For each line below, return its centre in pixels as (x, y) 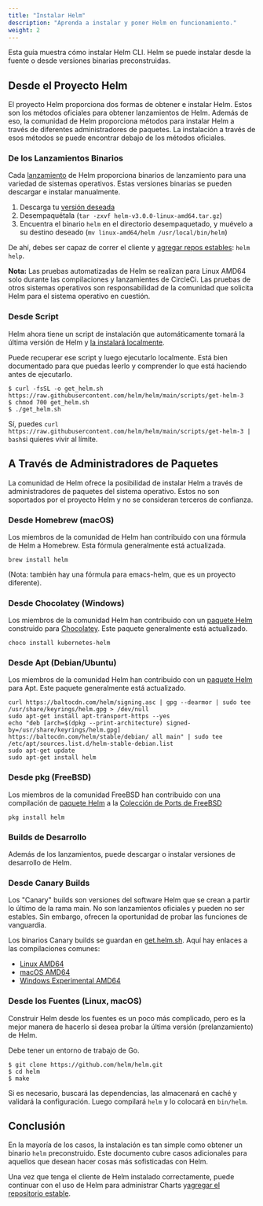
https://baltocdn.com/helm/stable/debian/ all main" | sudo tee (115, 737)
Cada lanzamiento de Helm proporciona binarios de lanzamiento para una (127, 175)
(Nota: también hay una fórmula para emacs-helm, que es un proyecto (122, 574)
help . (16, 256)
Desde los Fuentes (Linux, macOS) (75, 1001)
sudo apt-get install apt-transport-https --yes (89, 717)
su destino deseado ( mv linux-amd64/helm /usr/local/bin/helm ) (123, 232)
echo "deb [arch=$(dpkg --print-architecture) (86, 723)
